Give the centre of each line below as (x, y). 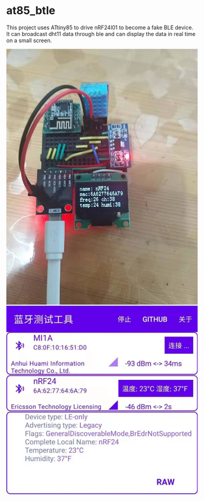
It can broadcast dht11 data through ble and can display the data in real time (101, 33)
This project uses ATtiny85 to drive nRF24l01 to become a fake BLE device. (100, 27)
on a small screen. (29, 40)
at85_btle (31, 11)
